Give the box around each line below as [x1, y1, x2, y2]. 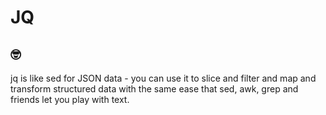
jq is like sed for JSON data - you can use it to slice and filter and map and [10, 72, 317, 84]
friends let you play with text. [10, 94, 130, 105]
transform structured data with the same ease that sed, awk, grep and [10, 83, 299, 95]
